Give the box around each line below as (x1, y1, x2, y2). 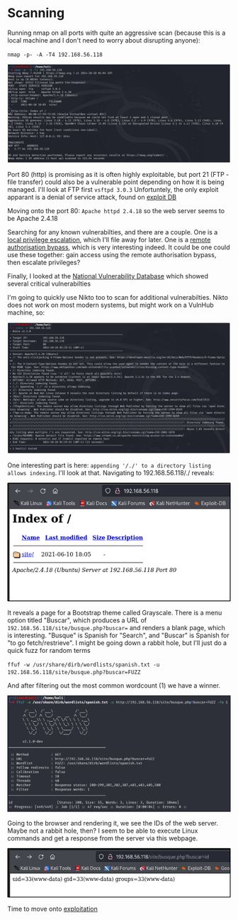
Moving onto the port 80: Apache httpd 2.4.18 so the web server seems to (7, 207, 225, 215)
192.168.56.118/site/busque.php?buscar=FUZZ (7, 669, 141, 676)
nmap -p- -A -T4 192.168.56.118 (7, 51, 103, 58)
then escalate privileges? (7, 258, 81, 267)
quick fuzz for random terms (7, 646, 91, 654)
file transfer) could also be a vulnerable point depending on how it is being (7, 178, 225, 186)
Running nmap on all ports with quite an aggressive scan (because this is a (7, 28, 226, 37)
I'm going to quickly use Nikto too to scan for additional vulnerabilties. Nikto (7, 293, 229, 302)
